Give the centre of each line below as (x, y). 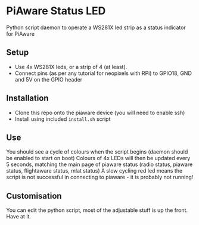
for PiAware (20, 33)
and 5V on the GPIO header (49, 79)
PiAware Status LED (56, 11)
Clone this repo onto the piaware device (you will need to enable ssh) (100, 112)
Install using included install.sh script (63, 119)
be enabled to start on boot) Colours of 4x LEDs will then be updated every (98, 158)
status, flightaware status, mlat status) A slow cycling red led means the (94, 171)
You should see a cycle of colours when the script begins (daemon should (97, 152)
